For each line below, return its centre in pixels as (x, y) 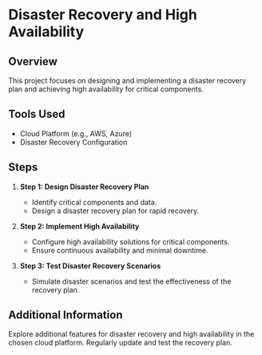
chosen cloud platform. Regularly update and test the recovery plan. (121, 343)
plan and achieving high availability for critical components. (106, 89)
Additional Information (65, 315)
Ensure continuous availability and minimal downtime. (120, 250)
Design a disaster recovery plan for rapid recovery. (115, 211)
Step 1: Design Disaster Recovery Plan (84, 187)
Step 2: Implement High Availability (79, 226)
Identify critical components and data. (94, 202)
